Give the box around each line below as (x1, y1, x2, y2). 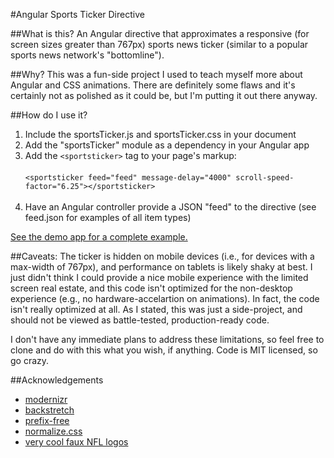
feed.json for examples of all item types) (24, 212, 192, 223)
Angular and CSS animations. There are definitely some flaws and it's (10, 79, 296, 91)
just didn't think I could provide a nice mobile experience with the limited (10, 272, 309, 283)
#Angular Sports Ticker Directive (10, 9, 145, 20)
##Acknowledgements (10, 374, 104, 386)
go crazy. (10, 355, 50, 366)
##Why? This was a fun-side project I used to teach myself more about (10, 69, 303, 80)
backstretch (24, 404, 75, 416)
